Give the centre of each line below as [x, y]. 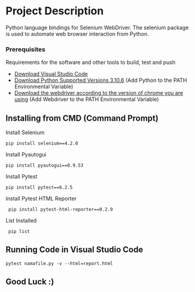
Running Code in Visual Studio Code [74, 250]
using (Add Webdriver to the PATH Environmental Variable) [86, 99]
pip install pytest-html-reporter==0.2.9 [60, 210]
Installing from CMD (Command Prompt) [82, 118]
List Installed [21, 221]
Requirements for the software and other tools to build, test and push [91, 62]
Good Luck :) [30, 282]
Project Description [55, 11]
